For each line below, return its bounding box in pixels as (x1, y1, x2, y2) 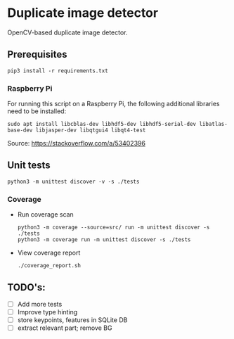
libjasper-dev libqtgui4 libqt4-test (35, 127, 146, 134)
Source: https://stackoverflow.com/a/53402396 (7, 139, 146, 148)
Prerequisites (7, 49, 67, 60)
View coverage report (17, 248, 81, 257)
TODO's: (7, 281, 46, 293)
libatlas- (199, 121, 228, 128)
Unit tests (7, 160, 51, 172)
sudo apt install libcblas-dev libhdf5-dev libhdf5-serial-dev (7, 121, 197, 128)
